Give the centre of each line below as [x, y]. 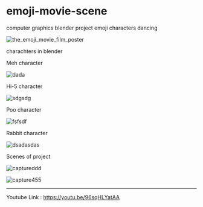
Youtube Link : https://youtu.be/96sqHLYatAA [63, 197]
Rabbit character [27, 133]
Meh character [25, 63]
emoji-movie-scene [57, 11]
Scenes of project [28, 156]
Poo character [24, 109]
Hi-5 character [24, 86]
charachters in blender [34, 51]
